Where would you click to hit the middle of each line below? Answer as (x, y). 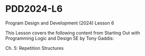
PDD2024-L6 (34, 9)
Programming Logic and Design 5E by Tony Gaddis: (60, 38)
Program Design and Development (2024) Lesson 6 (60, 23)
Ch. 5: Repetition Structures (35, 48)
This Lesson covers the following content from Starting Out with (73, 33)
